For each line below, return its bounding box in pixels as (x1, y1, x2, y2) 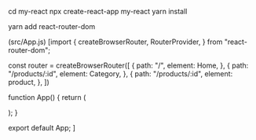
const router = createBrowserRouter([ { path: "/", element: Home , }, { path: (8, 61, 249, 70)
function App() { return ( (8, 93, 86, 101)
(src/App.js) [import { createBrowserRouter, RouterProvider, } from (8, 37, 223, 46)
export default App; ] (8, 123, 76, 132)
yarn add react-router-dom (8, 22, 96, 31)
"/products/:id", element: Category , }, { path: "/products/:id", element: (8, 69, 233, 78)
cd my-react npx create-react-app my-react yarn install (8, 7, 188, 16)
